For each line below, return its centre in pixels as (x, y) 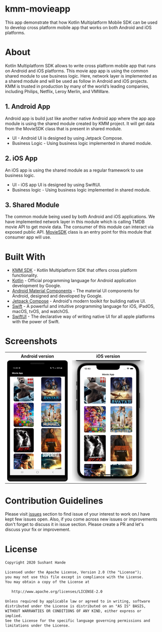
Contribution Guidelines (54, 501)
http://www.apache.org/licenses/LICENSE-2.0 (57, 592)
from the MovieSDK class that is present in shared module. (64, 128)
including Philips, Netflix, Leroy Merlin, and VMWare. (57, 91)
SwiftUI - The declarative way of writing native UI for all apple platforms (83, 316)
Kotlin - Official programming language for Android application (74, 281)
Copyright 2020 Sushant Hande (36, 563)
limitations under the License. (37, 626)
